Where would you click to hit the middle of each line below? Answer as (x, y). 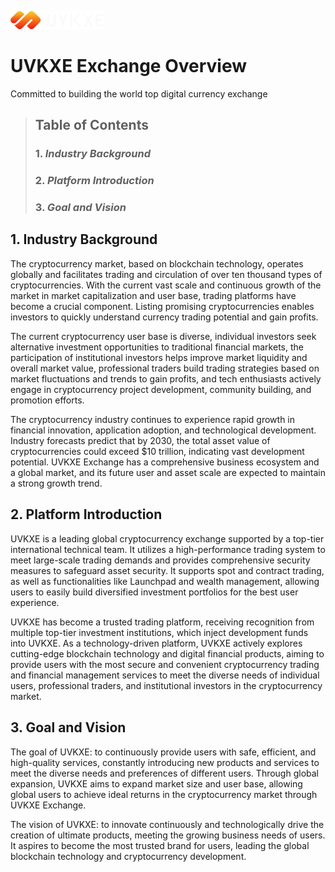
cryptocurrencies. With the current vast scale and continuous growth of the (166, 285)
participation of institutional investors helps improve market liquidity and (159, 357)
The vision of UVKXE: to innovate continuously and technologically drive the (167, 824)
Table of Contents (91, 125)
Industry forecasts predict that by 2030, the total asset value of (140, 440)
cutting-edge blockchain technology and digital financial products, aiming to (167, 653)
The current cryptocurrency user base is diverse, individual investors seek (163, 336)
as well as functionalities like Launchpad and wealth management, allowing (165, 581)
